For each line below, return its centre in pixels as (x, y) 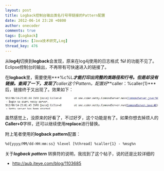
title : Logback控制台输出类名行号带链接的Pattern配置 (55, 15)
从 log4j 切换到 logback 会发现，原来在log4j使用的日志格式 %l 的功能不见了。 (81, 61)
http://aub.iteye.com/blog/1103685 (47, 163)
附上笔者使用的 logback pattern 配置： (43, 134)
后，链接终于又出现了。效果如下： (39, 89)
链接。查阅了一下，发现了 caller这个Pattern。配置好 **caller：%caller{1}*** (81, 83)
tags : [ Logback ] (21, 36)
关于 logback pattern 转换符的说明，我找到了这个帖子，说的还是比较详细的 (80, 154)
